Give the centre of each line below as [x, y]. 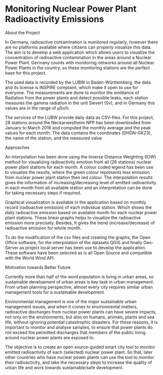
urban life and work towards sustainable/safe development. [64, 367]
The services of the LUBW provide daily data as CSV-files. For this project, [80, 117]
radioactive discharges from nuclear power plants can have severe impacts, [81, 312]
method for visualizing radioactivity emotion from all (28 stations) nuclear [78, 162]
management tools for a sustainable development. [55, 292]
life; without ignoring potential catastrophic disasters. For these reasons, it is [81, 322]
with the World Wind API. [30, 258]
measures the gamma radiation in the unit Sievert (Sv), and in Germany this [80, 103]
